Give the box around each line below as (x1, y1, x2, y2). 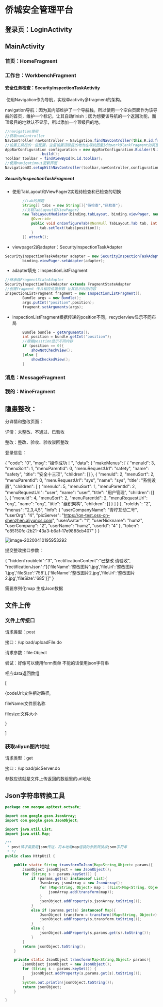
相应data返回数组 (5, 670, 40, 676)
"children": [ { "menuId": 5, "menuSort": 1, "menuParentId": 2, (13, 483, 136, 490)
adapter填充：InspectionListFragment (12, 267, 88, 273)
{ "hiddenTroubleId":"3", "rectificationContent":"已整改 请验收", (5, 558, 131, 564)
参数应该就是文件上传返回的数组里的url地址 (5, 776, 91, 782)
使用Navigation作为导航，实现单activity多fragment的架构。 (6, 97, 125, 103)
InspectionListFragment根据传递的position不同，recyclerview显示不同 (12, 314, 152, 320)
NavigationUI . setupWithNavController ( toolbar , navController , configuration (5, 165, 160, 171)
